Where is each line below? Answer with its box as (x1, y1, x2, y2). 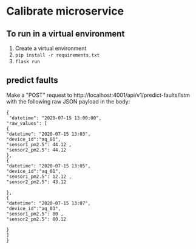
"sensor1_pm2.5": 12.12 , (6, 174, 72, 180)
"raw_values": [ (6, 120, 47, 126)
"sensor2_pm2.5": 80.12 (6, 216, 67, 222)
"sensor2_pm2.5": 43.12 (6, 178, 67, 185)
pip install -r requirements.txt (15, 52, 100, 58)
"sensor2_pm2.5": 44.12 (6, 147, 67, 153)
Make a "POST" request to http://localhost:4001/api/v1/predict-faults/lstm (6, 91, 190, 99)
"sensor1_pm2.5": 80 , (6, 211, 64, 217)
